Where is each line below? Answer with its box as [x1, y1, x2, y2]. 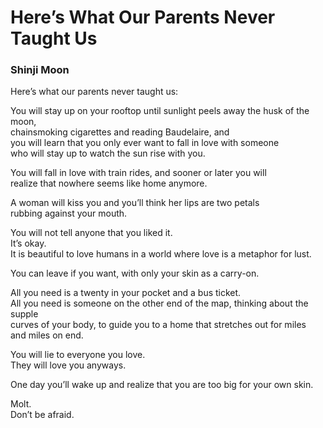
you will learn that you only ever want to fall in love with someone [10, 137, 280, 149]
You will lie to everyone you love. [10, 349, 146, 361]
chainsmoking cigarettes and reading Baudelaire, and [10, 126, 230, 138]
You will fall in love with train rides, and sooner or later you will [10, 167, 267, 179]
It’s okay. [10, 237, 47, 250]
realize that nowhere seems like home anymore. [10, 177, 208, 190]
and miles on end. [10, 329, 84, 341]
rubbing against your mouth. [10, 207, 128, 220]
